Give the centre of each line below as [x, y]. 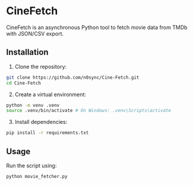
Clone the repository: [41, 66]
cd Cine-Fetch [24, 83]
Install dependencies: [41, 122]
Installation [27, 52]
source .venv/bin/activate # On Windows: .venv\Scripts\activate [88, 111]
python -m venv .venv [33, 105]
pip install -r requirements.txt [48, 133]
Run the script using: [31, 165]
